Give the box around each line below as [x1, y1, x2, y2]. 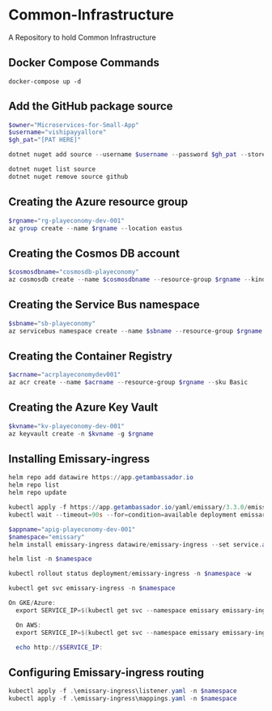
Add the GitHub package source [8, 100, 173, 113]
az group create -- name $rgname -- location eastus [8, 224, 183, 232]
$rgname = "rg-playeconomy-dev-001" [8, 216, 125, 224]
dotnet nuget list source [8, 165, 96, 173]
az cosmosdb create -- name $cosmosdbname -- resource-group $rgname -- [8, 275, 252, 284]
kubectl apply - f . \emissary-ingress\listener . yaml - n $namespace [8, 687, 237, 696]
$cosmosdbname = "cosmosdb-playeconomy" [8, 268, 139, 276]
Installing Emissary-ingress [8, 452, 151, 466]
